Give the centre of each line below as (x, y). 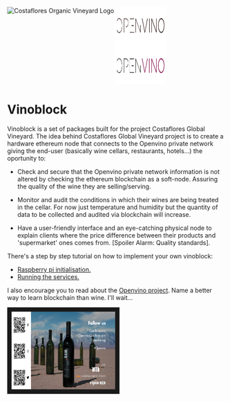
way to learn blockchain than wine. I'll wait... (70, 297)
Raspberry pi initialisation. (54, 269)
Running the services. (48, 276)
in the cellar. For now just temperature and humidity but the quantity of (117, 207)
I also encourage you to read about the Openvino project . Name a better (110, 290)
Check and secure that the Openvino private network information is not (118, 171)
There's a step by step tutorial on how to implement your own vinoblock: (110, 256)
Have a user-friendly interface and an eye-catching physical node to (114, 228)
